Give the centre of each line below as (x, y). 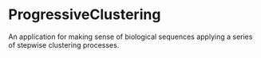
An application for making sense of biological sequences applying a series (130, 37)
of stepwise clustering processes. (64, 44)
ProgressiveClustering (85, 15)
